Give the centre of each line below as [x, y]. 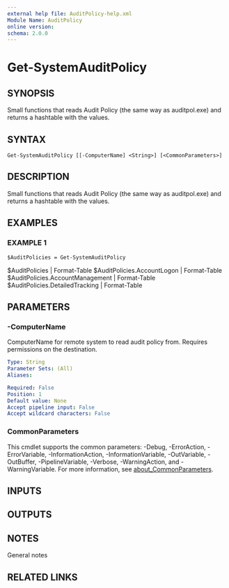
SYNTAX [27, 139]
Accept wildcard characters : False [59, 414]
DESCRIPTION [38, 177]
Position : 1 [24, 394]
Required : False [31, 388]
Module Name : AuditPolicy [45, 20]
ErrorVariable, [27, 454]
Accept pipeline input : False [51, 407]
